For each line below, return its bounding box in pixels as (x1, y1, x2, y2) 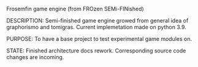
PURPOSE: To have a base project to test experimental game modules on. (6, 35, 192, 42)
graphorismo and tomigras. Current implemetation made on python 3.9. (6, 24, 187, 30)
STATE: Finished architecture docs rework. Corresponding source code (6, 47, 186, 54)
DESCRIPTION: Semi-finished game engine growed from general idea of (6, 17, 189, 24)
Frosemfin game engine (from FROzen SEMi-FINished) (6, 5, 144, 12)
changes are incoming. (6, 54, 64, 60)
